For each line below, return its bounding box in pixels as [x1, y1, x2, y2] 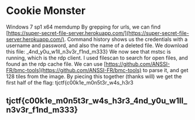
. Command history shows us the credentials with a [64, 36, 188, 43]
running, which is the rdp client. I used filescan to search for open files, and [6, 54, 189, 61]
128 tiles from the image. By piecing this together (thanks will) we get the [6, 73, 182, 80]
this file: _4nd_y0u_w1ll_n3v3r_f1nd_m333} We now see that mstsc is [6, 48, 171, 55]
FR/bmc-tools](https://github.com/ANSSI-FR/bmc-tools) [6, 66, 142, 73]
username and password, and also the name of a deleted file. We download [6, 42, 189, 49]
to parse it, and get [142, 66, 189, 73]
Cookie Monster [6, 4, 86, 17]
